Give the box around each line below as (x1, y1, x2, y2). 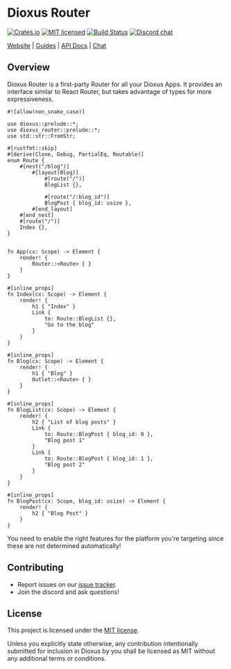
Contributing (7, 562, 64, 574)
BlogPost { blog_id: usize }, (44, 200, 132, 207)
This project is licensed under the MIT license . (7, 626, 139, 634)
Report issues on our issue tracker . (17, 580, 117, 588)
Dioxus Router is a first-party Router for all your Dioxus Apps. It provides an (7, 80, 223, 88)
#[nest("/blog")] (19, 163, 70, 170)
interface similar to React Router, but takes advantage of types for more (7, 87, 212, 95)
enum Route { (7, 156, 45, 164)
